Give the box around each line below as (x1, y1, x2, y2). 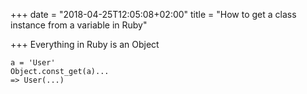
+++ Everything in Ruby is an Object (10, 39, 160, 50)
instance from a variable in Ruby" (10, 19, 148, 31)
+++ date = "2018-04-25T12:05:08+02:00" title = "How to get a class (10, 9, 297, 20)
